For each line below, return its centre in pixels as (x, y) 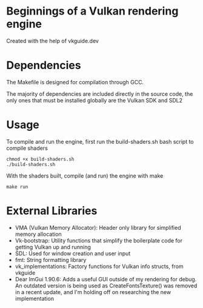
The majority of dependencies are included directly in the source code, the (100, 94)
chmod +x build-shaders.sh (40, 159)
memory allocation (38, 234)
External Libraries (52, 211)
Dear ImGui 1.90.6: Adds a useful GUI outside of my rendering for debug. (106, 279)
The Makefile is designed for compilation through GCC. (75, 82)
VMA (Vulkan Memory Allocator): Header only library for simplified (98, 227)
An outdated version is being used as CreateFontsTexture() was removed (106, 286)
